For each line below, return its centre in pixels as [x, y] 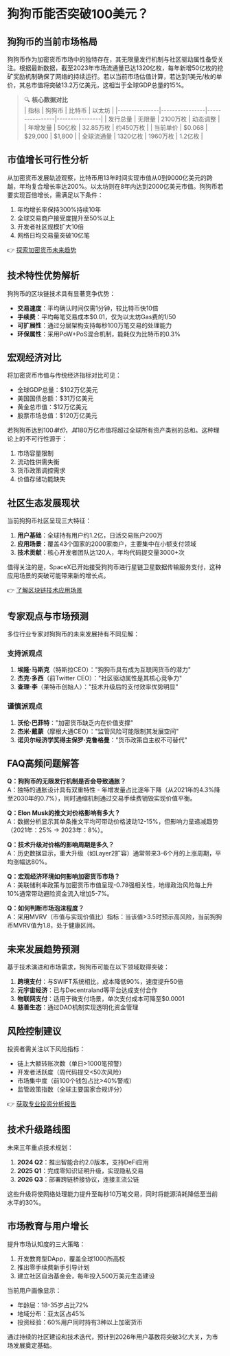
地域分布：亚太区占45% [51, 1313]
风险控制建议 [34, 1031]
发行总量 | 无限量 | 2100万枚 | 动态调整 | [164, 119]
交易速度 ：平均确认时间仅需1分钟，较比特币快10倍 [88, 308]
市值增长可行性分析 [48, 160]
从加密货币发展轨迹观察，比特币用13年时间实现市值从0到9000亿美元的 [107, 177]
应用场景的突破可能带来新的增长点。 [58, 576]
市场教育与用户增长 [48, 1226]
